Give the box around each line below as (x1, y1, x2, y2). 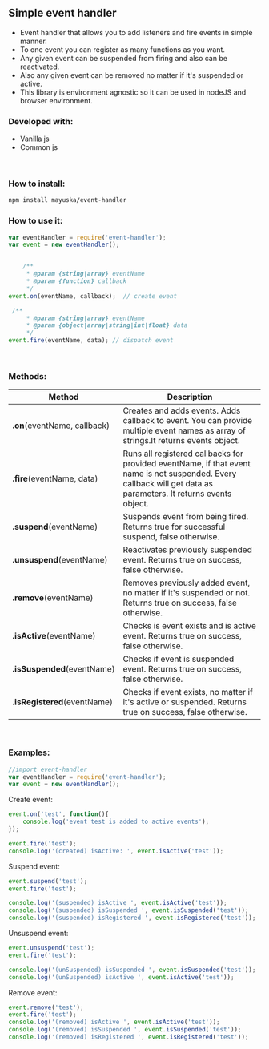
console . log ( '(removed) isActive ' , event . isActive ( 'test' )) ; (8, 1018, 220, 1027)
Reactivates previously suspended (122, 544, 252, 555)
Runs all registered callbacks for (122, 448, 244, 459)
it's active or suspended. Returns (122, 696, 247, 708)
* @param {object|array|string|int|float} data (26, 321, 188, 329)
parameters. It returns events (122, 488, 232, 499)
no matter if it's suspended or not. (122, 587, 251, 599)
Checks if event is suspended (122, 653, 235, 664)
